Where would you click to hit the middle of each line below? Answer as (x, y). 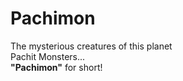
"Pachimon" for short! (56, 67)
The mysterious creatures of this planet (91, 46)
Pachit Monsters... (48, 56)
